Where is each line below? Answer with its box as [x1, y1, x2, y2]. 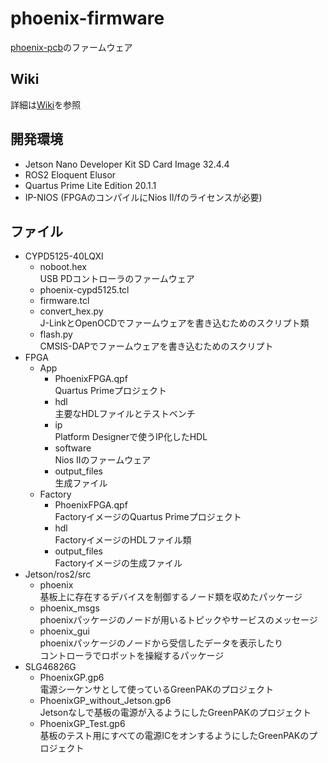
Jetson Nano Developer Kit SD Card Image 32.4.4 [24, 158, 230, 170]
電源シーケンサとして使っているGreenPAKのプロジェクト [39, 683, 275, 696]
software [54, 442, 92, 454]
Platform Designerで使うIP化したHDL [54, 431, 208, 443]
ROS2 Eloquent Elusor [24, 168, 117, 181]
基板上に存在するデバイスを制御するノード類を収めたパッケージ [39, 591, 303, 603]
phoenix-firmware [10, 7, 165, 30]
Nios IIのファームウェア [54, 454, 152, 466]
